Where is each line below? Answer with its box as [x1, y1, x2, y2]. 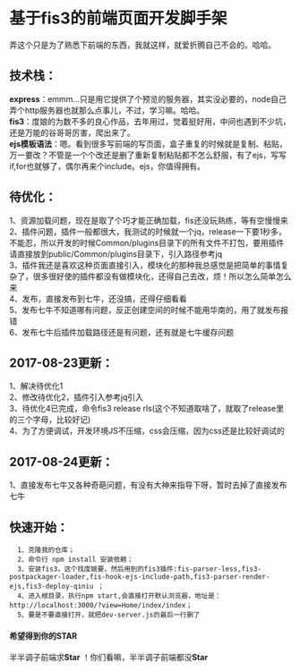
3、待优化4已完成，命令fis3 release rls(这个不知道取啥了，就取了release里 [9, 403, 285, 414]
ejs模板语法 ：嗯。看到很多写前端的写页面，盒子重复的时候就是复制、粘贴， [9, 138, 287, 149]
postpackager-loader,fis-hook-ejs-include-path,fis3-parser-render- [9, 573, 270, 582]
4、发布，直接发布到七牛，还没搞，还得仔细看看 [9, 293, 188, 304]
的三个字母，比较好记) [9, 414, 91, 425]
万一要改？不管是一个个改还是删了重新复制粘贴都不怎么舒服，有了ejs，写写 [9, 149, 287, 160]
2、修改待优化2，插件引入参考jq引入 [9, 392, 144, 403]
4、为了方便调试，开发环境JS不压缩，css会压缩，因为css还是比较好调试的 [9, 426, 285, 437]
